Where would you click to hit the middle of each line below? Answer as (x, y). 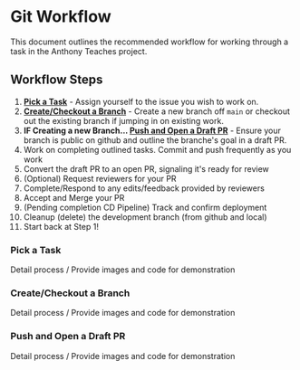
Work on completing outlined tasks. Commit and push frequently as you (157, 149)
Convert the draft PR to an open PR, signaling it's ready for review (146, 168)
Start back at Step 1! (61, 226)
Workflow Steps (57, 80)
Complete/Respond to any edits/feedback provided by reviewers (144, 188)
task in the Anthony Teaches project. (79, 51)
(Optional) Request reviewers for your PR (100, 178)
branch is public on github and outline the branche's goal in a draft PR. (155, 140)
